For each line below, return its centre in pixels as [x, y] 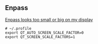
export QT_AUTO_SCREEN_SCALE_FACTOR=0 [44, 33]
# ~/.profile [18, 29]
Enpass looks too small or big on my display [49, 19]
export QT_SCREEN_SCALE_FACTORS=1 [40, 37]
